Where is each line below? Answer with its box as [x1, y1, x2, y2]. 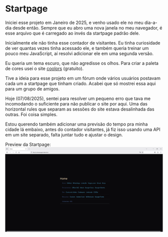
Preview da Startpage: [5, 141, 51, 147]
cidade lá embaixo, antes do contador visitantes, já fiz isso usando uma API [5, 126, 161, 132]
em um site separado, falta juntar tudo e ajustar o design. [5, 131, 123, 137]
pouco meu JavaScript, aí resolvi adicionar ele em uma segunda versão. [5, 50, 154, 56]
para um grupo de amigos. [5, 85, 60, 91]
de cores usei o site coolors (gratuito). [5, 65, 84, 71]
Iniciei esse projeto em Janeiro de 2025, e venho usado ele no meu [5, 19, 143, 25]
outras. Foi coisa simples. [5, 111, 57, 117]
